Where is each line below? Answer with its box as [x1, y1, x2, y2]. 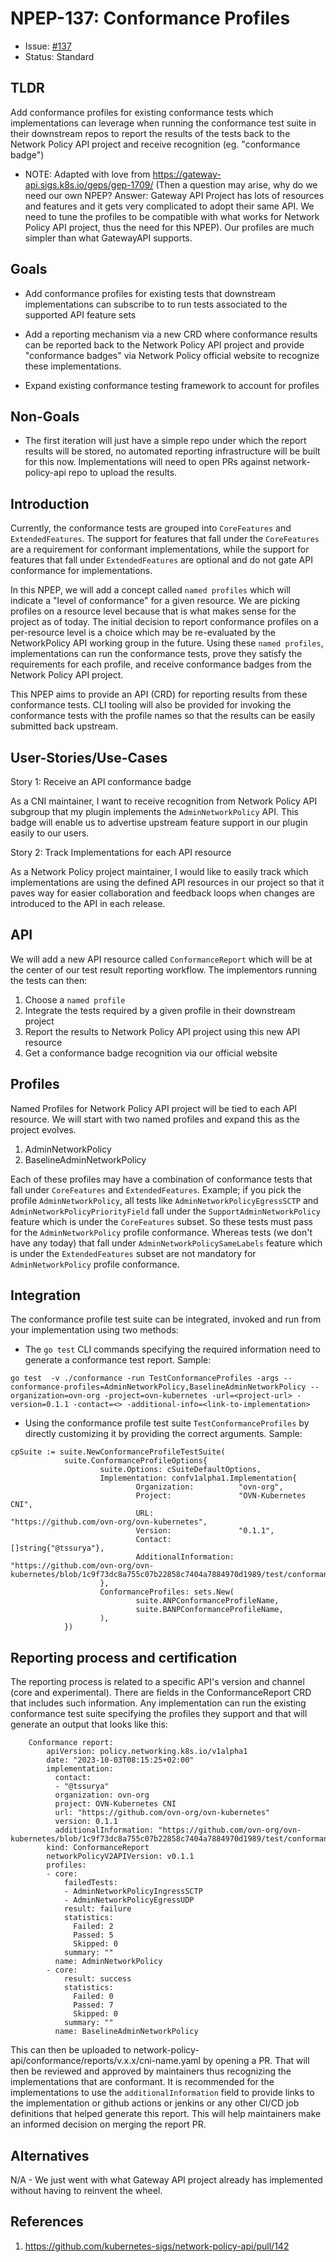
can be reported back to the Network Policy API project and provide [24, 338, 305, 351]
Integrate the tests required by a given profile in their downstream [24, 1004, 296, 1016]
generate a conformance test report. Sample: [24, 1354, 212, 1366]
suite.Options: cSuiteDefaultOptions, [99, 1465, 262, 1475]
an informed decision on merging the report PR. [10, 2118, 207, 2131]
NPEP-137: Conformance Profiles [10, 7, 291, 30]
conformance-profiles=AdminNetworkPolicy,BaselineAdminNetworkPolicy [10, 1382, 307, 1392]
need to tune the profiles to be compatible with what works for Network [24, 210, 320, 222]
